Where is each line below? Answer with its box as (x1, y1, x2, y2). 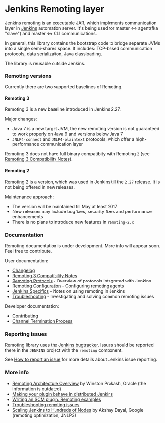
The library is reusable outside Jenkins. (5, 60, 86, 66)
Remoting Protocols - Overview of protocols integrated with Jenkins (12, 278, 151, 283)
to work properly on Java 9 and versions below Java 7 (12, 131, 123, 137)
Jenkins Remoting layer (5, 3, 104, 15)
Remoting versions (5, 72, 52, 79)
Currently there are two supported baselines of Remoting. (5, 84, 123, 90)
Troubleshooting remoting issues (12, 401, 80, 408)
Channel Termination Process (12, 318, 73, 324)
